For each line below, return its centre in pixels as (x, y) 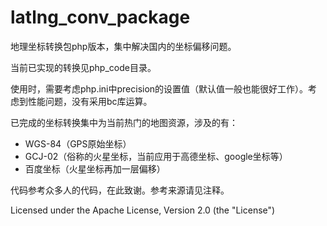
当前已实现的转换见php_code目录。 (83, 67)
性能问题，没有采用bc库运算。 (90, 101)
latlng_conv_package (100, 17)
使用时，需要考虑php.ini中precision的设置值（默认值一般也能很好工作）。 (159, 88)
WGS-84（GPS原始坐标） (78, 143)
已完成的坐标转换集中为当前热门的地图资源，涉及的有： (124, 122)
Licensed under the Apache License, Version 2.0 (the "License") (143, 210)
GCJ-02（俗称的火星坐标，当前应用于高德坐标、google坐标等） (156, 156)
